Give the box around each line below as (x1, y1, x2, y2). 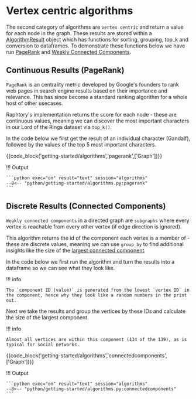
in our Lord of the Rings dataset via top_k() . (6, 123, 112, 130)
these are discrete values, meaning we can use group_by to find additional (6, 240, 184, 247)
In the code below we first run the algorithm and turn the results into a (6, 258, 175, 265)
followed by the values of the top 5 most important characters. (6, 141, 157, 148)
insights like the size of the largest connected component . (6, 247, 146, 254)
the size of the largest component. (6, 313, 89, 320)
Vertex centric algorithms (6, 4, 133, 18)
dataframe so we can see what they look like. (6, 264, 115, 271)
